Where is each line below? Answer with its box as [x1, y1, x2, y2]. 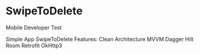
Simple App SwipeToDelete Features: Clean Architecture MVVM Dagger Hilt [5, 35, 194, 42]
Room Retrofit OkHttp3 [5, 42, 63, 49]
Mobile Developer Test [5, 24, 62, 31]
